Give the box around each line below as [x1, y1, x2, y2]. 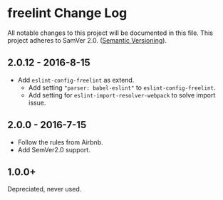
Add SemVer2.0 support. [17, 145, 90, 154]
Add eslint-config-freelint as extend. [17, 75, 135, 84]
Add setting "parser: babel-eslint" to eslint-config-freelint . [28, 83, 216, 92]
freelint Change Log [7, 5, 128, 21]
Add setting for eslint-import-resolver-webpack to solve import [28, 90, 216, 99]
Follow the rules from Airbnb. [17, 137, 103, 147]
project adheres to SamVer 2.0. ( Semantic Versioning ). [7, 36, 167, 44]
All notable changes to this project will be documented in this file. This [7, 28, 214, 37]
